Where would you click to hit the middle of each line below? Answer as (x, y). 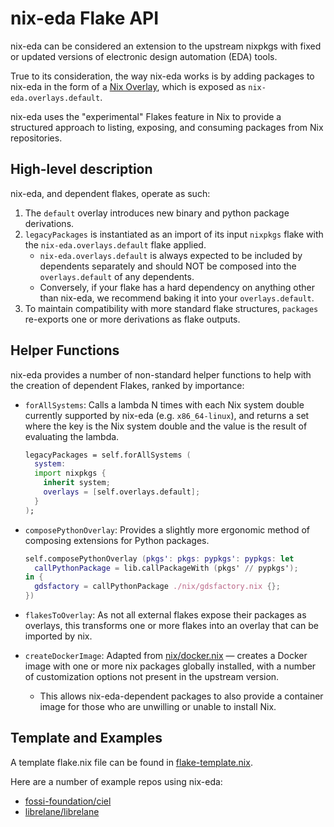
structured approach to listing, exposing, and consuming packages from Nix (167, 127)
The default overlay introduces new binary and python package (157, 213)
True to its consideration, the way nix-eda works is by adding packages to (162, 76)
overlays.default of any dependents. (117, 276)
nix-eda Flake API (85, 18)
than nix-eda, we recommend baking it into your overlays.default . (177, 298)
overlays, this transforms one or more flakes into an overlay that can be (171, 626)
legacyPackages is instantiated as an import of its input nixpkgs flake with (174, 234)
